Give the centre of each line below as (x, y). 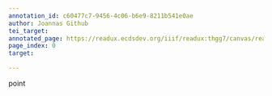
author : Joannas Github (49, 23)
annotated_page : (36, 38)
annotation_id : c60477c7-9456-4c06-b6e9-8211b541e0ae (101, 16)
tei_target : (28, 31)
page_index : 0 (32, 46)
